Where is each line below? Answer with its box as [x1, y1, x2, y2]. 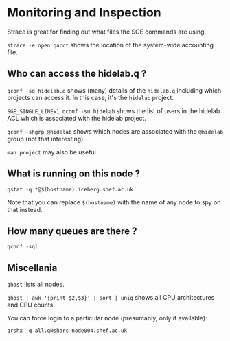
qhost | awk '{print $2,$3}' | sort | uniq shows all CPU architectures [7, 294, 215, 302]
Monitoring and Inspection [7, 5, 161, 21]
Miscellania [7, 262, 58, 274]
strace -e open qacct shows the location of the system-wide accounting [7, 40, 214, 49]
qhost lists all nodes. [7, 280, 65, 289]
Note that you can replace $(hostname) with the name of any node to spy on [7, 198, 221, 207]
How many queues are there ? [7, 225, 137, 237]
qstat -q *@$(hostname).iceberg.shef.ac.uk [7, 186, 134, 193]
